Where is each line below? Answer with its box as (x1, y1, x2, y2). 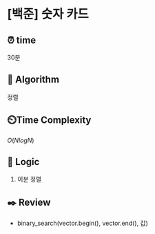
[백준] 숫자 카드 (7, 6, 89, 22)
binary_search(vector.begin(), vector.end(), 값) (17, 219, 148, 228)
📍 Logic (7, 156, 40, 168)
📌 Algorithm (7, 74, 60, 86)
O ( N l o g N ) (7, 136, 34, 144)
